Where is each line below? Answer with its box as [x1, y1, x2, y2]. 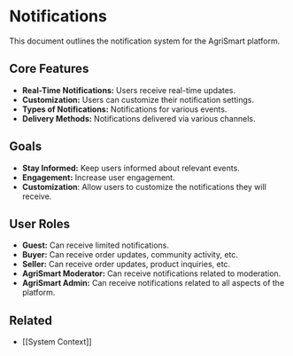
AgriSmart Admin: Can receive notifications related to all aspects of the [21, 278, 285, 289]
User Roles [9, 216, 71, 232]
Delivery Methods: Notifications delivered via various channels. [21, 113, 256, 123]
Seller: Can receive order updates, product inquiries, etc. [21, 259, 231, 270]
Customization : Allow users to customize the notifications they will [21, 181, 267, 192]
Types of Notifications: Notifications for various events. [21, 104, 227, 115]
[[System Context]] [21, 336, 92, 347]
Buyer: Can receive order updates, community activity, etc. [21, 249, 239, 260]
